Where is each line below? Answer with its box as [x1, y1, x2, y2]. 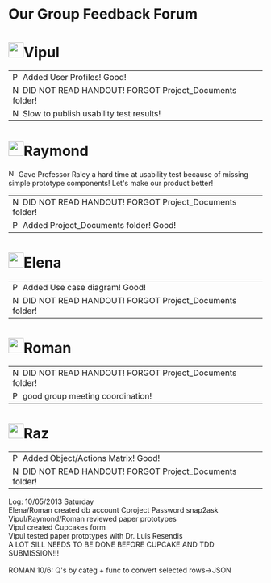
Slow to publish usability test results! [23, 108, 161, 120]
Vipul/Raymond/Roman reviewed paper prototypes [8, 513, 177, 523]
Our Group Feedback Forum [8, 5, 198, 23]
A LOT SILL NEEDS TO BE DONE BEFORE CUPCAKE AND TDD [8, 539, 215, 549]
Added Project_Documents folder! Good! [23, 220, 177, 231]
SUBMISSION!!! [8, 547, 60, 558]
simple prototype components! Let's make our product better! [8, 179, 214, 188]
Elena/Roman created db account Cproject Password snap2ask [8, 505, 219, 514]
